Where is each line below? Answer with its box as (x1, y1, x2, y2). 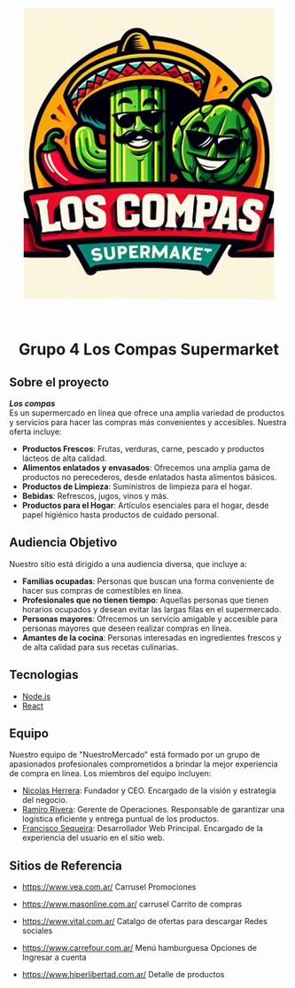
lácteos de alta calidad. (21, 453, 107, 463)
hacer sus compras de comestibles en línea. (21, 585, 183, 595)
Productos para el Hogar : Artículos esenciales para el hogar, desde (21, 500, 269, 510)
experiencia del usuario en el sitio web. (21, 832, 166, 844)
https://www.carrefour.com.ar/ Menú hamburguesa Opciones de (21, 943, 257, 953)
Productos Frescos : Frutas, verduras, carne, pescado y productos (21, 444, 265, 454)
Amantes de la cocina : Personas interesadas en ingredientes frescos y (21, 632, 282, 642)
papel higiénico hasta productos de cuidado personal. (21, 510, 220, 520)
